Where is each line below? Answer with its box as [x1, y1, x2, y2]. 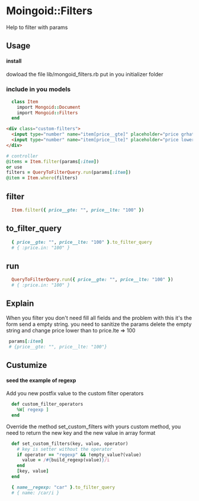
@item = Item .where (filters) [6, 175, 78, 181]
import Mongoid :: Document [17, 104, 81, 110]
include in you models [6, 85, 71, 93]
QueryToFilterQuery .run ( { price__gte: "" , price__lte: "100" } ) [11, 277, 174, 283]
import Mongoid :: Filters [17, 109, 78, 116]
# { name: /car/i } [11, 490, 60, 496]
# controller [6, 153, 38, 159]
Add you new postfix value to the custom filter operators [6, 390, 144, 397]
